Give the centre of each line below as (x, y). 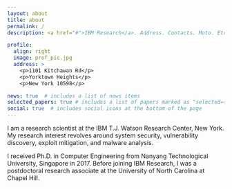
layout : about (28, 13)
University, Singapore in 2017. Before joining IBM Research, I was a (102, 163)
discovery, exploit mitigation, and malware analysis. (80, 143)
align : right (32, 52)
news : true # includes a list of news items (74, 96)
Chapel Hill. (23, 178)
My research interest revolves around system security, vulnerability (103, 135)
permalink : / (26, 26)
